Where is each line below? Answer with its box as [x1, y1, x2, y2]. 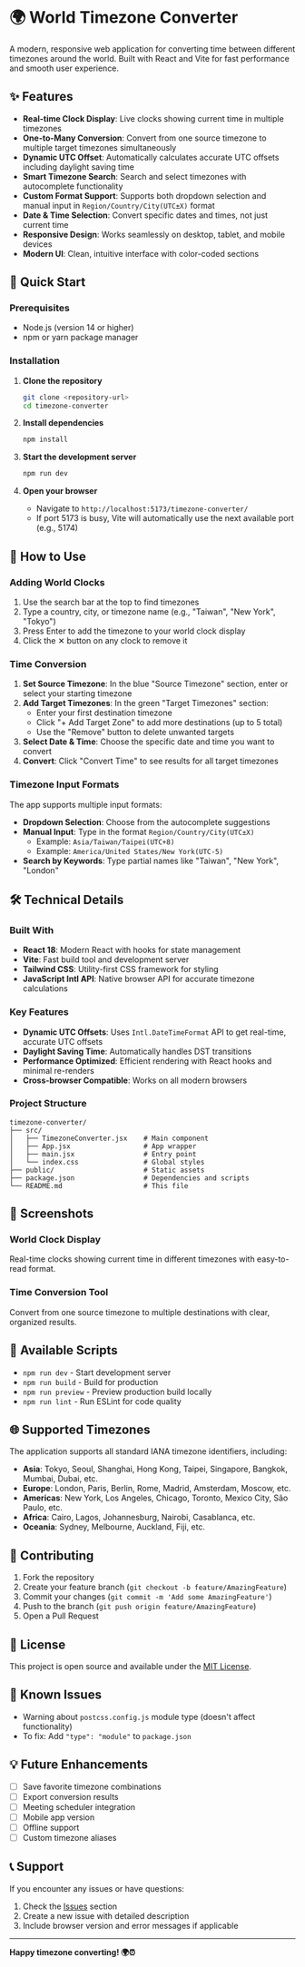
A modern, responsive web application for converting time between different [9, 43, 296, 54]
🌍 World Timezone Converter [9, 7, 239, 28]
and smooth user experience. [9, 63, 120, 74]
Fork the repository [22, 1572, 95, 1583]
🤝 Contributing [9, 1548, 94, 1563]
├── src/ [9, 1126, 43, 1135]
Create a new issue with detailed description [22, 1910, 190, 1921]
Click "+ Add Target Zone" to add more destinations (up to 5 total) [35, 717, 283, 728]
